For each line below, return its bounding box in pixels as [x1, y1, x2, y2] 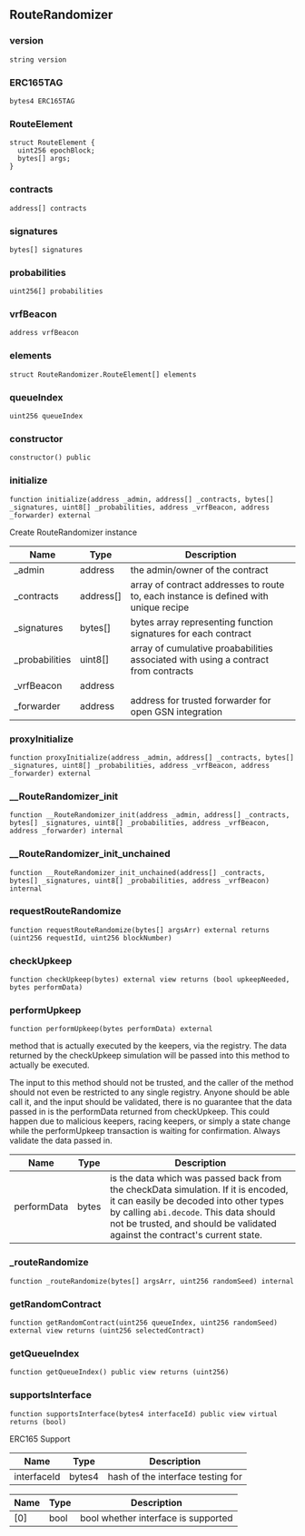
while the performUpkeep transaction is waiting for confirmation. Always [9, 1126, 281, 1137]
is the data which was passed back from [110, 1172, 282, 1185]
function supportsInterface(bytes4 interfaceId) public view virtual [9, 1409, 279, 1419]
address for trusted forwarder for [130, 694, 271, 706]
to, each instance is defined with [130, 589, 270, 602]
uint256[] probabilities [9, 287, 103, 296]
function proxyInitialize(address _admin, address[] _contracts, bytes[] [9, 753, 295, 762]
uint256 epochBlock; [17, 146, 95, 155]
